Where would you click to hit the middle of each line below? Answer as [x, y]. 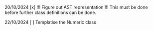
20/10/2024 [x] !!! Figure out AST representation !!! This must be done [76, 7]
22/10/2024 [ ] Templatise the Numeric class [51, 22]
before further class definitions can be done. [51, 12]
